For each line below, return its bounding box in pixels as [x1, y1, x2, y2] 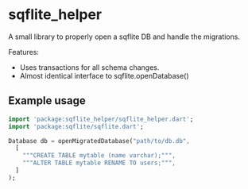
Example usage [8, 94, 86, 108]
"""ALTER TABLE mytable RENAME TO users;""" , [22, 159, 176, 168]
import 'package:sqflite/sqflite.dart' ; [8, 122, 145, 130]
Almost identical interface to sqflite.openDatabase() [19, 71, 189, 80]
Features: [8, 47, 40, 56]
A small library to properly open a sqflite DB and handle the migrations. [8, 32, 241, 41]
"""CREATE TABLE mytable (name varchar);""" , [22, 152, 176, 160]
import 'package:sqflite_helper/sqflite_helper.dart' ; [8, 115, 194, 123]
